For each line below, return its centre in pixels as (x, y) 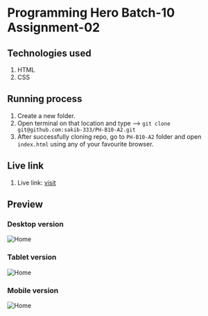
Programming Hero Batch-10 (91, 13)
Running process (45, 99)
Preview (25, 205)
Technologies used (49, 53)
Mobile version (33, 290)
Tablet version (32, 257)
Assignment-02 (54, 27)
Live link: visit (37, 183)
